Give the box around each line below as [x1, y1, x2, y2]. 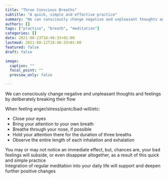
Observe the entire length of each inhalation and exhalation [12, 137, 135, 143]
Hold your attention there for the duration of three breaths [12, 132, 131, 137]
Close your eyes [12, 116, 46, 121]
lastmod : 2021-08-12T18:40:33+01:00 [5, 40, 81, 45]
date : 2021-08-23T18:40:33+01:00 [5, 36, 75, 41]
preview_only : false [9, 72, 52, 78]
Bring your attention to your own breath [12, 121, 94, 127]
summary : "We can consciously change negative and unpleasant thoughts [5, 17, 157, 22]
